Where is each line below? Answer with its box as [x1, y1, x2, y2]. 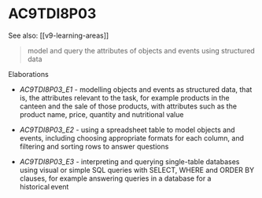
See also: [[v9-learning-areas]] [8, 31, 109, 40]
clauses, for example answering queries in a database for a [19, 174, 212, 183]
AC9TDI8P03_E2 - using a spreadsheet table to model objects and [19, 125, 235, 134]
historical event [19, 181, 69, 191]
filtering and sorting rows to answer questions [19, 141, 169, 151]
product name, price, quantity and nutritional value [19, 109, 184, 119]
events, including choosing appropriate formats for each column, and [19, 133, 245, 142]
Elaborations [8, 69, 49, 79]
